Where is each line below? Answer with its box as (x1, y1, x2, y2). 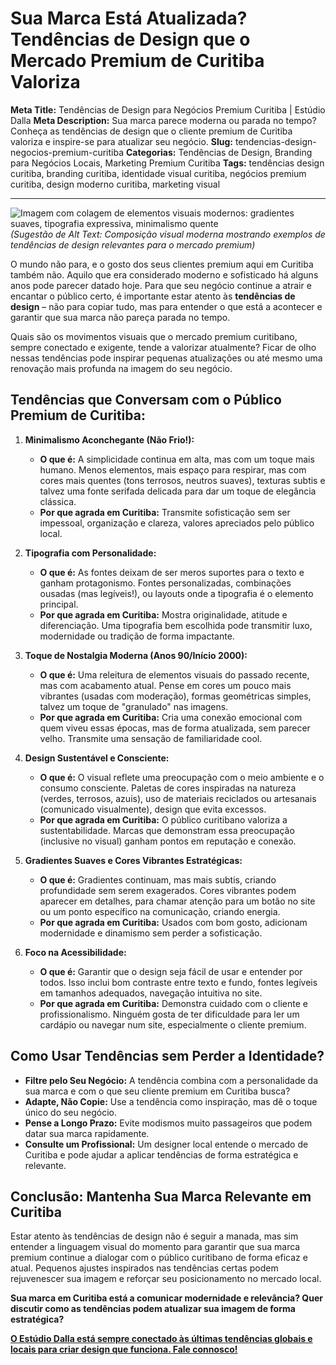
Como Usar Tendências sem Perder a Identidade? (10, 1048, 325, 1065)
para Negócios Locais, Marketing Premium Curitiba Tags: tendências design (10, 157, 325, 169)
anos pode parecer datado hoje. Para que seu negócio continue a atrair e (10, 279, 312, 291)
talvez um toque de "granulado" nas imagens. (39, 700, 229, 712)
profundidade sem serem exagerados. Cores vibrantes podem (39, 884, 297, 896)
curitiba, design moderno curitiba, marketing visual (10, 178, 221, 190)
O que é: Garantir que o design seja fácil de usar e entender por (39, 965, 303, 977)
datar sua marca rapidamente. (24, 1127, 150, 1139)
